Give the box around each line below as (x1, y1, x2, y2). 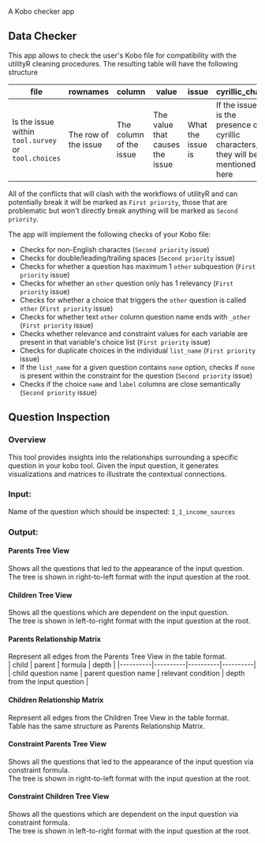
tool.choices (12, 153, 62, 163)
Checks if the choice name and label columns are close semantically (19, 379, 241, 388)
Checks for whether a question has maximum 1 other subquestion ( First (19, 261, 256, 271)
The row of (68, 129, 109, 140)
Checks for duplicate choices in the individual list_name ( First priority (19, 346, 256, 355)
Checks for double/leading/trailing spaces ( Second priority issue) (19, 253, 235, 263)
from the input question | (8, 677, 89, 686)
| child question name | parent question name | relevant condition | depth (8, 668, 245, 679)
